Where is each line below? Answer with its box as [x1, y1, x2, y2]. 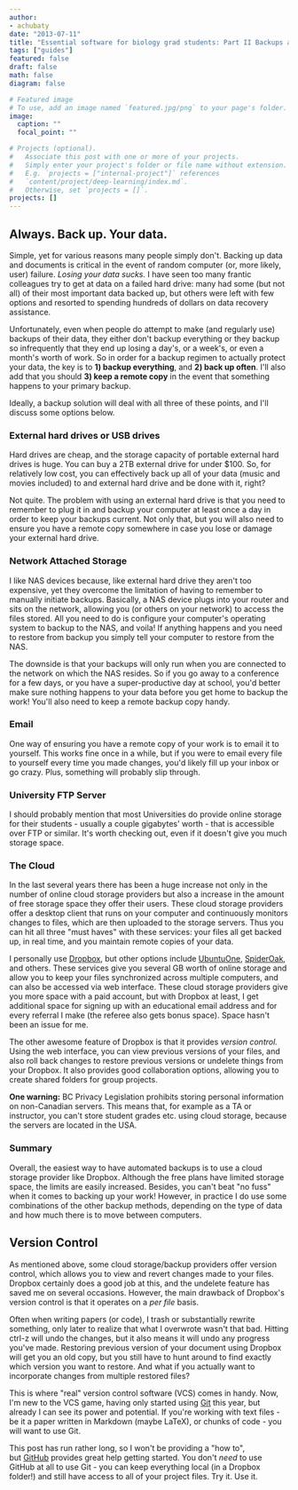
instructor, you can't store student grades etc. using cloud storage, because [9, 1111, 287, 1121]
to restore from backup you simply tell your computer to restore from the [9, 631, 275, 642]
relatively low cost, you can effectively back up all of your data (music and [9, 468, 281, 479]
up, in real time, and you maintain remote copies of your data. [9, 936, 234, 947]
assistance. [9, 306, 51, 317]
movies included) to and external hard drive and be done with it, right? [9, 478, 266, 488]
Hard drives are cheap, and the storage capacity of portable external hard [9, 449, 279, 460]
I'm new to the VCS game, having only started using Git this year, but [9, 1397, 261, 1407]
